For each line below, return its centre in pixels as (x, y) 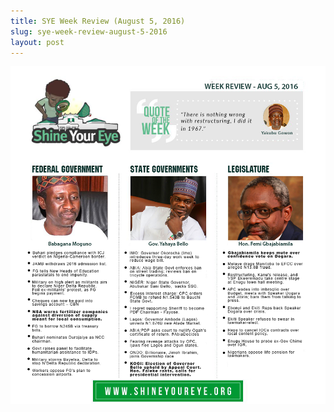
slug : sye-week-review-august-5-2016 (89, 31)
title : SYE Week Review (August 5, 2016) (98, 21)
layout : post (37, 42)
